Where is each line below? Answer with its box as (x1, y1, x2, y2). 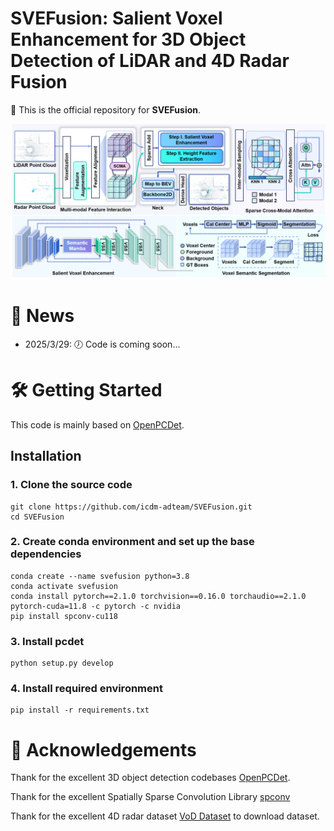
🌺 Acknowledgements (10, 738, 197, 761)
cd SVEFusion (10, 512, 65, 522)
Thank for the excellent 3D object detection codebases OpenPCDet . (10, 772, 291, 784)
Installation (10, 448, 82, 465)
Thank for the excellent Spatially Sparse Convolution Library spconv (10, 791, 291, 803)
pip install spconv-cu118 (10, 611, 118, 621)
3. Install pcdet (10, 634, 85, 648)
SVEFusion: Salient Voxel (10, 7, 223, 30)
